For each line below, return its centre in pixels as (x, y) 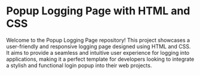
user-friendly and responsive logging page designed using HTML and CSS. (99, 46)
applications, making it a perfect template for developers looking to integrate (100, 59)
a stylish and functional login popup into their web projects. (79, 65)
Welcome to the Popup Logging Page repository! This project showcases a (98, 40)
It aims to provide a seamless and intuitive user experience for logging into (98, 52)
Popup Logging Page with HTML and (98, 11)
